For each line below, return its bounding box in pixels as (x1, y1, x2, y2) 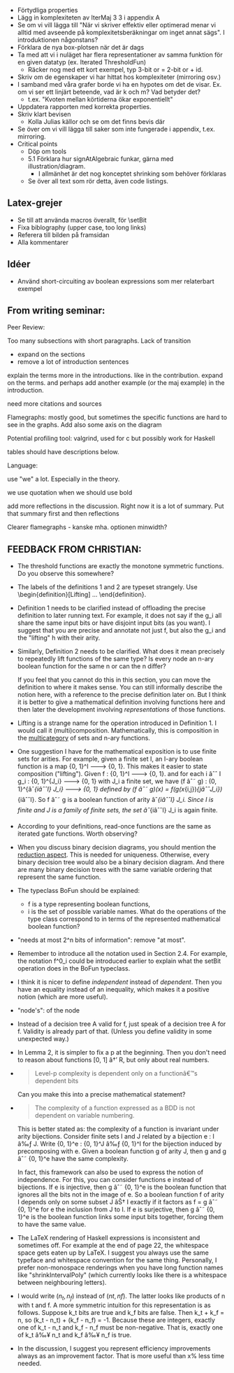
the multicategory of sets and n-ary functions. (17, 734, 150, 742)
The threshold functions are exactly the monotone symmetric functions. (17, 562, 224, 570)
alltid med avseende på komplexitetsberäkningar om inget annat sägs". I (17, 28, 225, 36)
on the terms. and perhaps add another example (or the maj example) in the (7, 379, 225, 387)
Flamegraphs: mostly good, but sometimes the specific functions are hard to (7, 413, 228, 422)
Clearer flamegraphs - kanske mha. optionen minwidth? (7, 523, 168, 531)
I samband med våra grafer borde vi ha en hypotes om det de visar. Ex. (17, 80, 222, 88)
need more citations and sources (7, 400, 103, 408)
